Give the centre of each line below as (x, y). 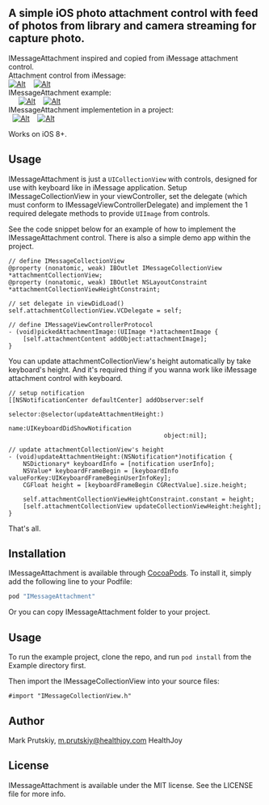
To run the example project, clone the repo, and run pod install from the (130, 657)
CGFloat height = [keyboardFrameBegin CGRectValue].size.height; (135, 485)
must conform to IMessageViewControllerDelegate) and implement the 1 (128, 205)
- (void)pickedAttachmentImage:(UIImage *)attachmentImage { (113, 332)
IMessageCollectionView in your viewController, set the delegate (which (128, 196)
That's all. (25, 528)
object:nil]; (185, 435)
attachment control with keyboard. (65, 378)
